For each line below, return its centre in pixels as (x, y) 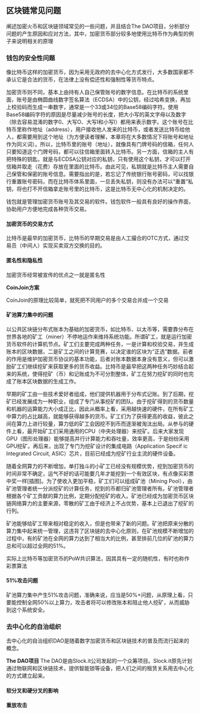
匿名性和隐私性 (24, 260)
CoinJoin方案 (23, 287)
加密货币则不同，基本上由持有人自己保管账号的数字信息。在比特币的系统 (95, 92)
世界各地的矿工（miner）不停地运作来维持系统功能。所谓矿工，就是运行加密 (99, 336)
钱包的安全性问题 (31, 58)
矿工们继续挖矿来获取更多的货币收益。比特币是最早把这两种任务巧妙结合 (100, 366)
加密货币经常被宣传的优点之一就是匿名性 (56, 275)
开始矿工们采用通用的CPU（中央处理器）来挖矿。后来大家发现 (108, 431)
